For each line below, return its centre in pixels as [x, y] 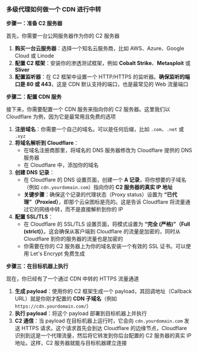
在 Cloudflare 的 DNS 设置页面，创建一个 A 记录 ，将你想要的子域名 [105, 180]
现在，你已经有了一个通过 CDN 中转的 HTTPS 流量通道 [73, 279]
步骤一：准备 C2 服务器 [34, 23]
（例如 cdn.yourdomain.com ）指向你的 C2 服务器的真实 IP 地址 [98, 187]
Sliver [22, 70]
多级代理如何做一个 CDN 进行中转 [54, 9]
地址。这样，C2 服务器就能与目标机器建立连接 [71, 343]
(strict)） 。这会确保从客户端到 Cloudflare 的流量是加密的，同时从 [102, 232]
